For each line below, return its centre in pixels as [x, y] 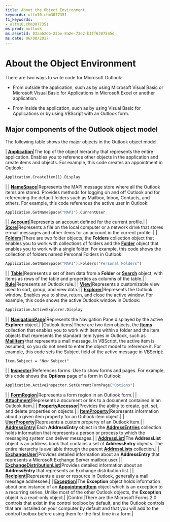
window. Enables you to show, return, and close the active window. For [79, 295]
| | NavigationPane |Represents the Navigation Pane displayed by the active [84, 319]
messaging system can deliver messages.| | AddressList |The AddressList [83, 438]
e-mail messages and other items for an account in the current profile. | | [81, 233]
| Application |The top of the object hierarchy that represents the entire [79, 151]
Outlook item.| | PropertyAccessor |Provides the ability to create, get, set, [82, 406]
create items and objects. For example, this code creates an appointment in [84, 162]
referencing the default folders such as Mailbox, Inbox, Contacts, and [78, 197]
